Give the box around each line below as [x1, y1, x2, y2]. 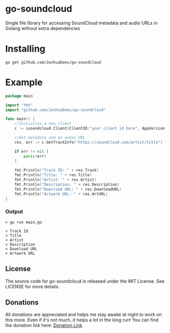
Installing [5, 43, 46, 55]
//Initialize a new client [14, 121, 72, 126]
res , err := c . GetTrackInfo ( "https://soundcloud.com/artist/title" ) [14, 140, 163, 145]
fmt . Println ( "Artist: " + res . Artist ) [14, 177, 97, 183]
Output [5, 208, 23, 215]
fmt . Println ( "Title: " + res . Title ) [14, 173, 93, 178]
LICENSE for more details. [5, 283, 60, 289]
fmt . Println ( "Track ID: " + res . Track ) [14, 168, 99, 173]
